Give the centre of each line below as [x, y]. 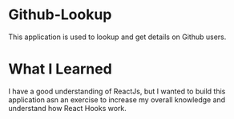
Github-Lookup [60, 15]
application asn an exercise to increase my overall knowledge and [117, 99]
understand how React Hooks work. [67, 108]
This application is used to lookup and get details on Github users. [117, 37]
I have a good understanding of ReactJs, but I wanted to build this [117, 91]
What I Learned [60, 69]
